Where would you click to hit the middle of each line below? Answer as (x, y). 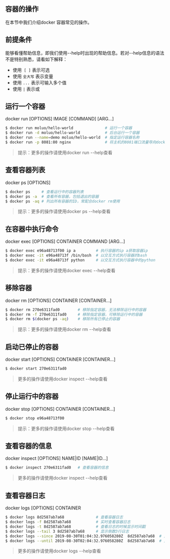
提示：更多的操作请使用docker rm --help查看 (64, 329)
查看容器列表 (25, 170)
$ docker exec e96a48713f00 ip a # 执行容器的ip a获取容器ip (77, 251)
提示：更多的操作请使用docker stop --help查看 (66, 428)
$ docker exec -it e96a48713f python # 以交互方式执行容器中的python (80, 260)
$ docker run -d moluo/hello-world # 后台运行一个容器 (73, 133)
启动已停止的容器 (32, 347)
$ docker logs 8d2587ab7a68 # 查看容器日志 (64, 518)
